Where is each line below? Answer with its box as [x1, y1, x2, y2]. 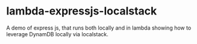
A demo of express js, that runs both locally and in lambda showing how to [6, 24, 192, 31]
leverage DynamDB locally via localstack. [6, 30, 108, 37]
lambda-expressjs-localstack [6, 4, 157, 18]
